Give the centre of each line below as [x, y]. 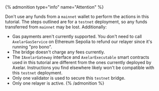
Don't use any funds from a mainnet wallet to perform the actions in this [77, 16]
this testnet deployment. [37, 73]
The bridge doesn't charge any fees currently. [58, 52]
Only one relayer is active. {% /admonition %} [58, 83]
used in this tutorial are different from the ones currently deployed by [82, 62]
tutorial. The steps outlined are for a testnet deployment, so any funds [76, 22]
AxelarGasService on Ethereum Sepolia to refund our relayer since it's [82, 42]
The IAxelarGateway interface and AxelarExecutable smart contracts [80, 57]
